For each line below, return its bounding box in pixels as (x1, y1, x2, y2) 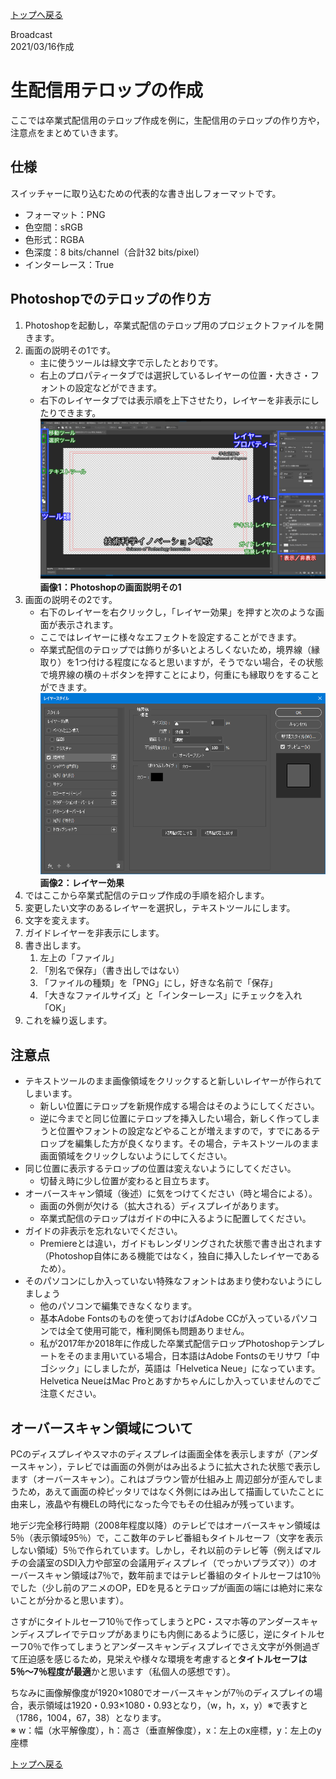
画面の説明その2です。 (24, 594, 118, 606)
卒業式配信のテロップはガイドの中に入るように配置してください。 (39, 1213, 312, 1225)
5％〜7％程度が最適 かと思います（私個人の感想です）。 (10, 1665, 236, 1677)
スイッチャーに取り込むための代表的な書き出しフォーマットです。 (10, 187, 282, 199)
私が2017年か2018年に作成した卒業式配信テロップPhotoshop (39, 1338, 291, 1350)
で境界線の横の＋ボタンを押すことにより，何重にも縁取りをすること (39, 669, 320, 681)
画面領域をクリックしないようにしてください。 (39, 1150, 233, 1162)
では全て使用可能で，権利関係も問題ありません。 (48, 1325, 250, 1337)
